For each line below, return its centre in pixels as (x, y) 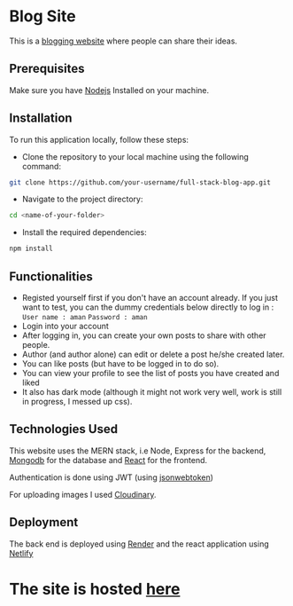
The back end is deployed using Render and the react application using (139, 544)
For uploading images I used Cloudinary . (83, 494)
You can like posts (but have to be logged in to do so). (120, 364)
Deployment (44, 522)
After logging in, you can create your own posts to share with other (144, 335)
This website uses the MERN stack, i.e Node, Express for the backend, (138, 451)
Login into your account (65, 326)
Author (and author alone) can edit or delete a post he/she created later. (153, 354)
